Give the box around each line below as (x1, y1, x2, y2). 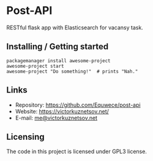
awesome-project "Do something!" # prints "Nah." (6, 68, 138, 74)
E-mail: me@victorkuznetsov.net (15, 114, 98, 121)
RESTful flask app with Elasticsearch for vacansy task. (6, 24, 144, 31)
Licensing (6, 132, 45, 142)
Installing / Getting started (6, 41, 109, 52)
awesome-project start (6, 63, 64, 69)
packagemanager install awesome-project (6, 57, 111, 64)
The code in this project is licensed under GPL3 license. (6, 148, 147, 156)
